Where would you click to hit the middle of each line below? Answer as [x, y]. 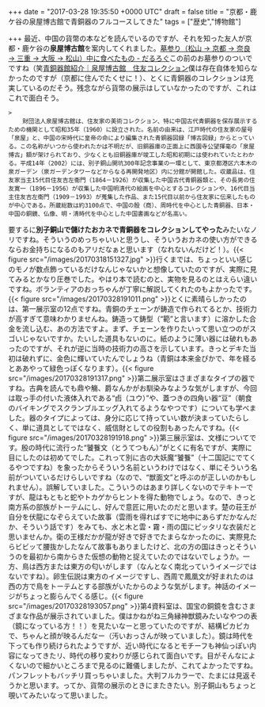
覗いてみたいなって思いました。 [60, 695]
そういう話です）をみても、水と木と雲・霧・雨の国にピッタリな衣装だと [139, 527]
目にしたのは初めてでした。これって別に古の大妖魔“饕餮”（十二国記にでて [129, 457]
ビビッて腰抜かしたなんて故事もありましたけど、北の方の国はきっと [125, 546]
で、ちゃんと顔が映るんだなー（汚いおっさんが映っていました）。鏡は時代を [131, 636]
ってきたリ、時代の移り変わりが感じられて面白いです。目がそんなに [139, 655]
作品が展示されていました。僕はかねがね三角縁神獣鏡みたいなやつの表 [143, 616]
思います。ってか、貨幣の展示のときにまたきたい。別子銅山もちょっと [143, 685]
